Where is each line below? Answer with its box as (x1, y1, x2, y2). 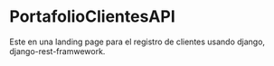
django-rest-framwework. (9, 45, 106, 56)
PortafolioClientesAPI (9, 6, 175, 27)
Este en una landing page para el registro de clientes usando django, (9, 36, 265, 47)
